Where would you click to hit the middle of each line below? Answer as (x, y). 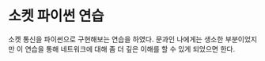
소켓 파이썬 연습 (56, 16)
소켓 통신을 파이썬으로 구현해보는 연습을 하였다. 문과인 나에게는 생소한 (116, 39)
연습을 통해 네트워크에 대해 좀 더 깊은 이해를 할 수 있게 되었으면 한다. (130, 48)
